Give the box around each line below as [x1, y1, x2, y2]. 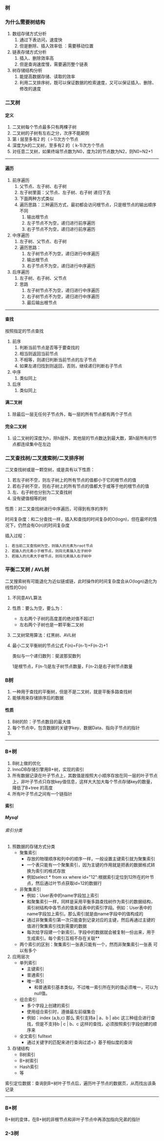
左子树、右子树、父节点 [19, 275, 67, 281]
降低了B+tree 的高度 [12, 785, 53, 791]
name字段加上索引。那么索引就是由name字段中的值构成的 [26, 910, 143, 916]
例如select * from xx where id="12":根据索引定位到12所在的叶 [26, 874, 150, 880]
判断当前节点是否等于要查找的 [19, 344, 80, 350]
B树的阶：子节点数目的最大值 [12, 719, 71, 725]
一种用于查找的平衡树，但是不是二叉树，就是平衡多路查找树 [12, 689, 132, 695]
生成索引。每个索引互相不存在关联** [26, 935, 100, 941]
